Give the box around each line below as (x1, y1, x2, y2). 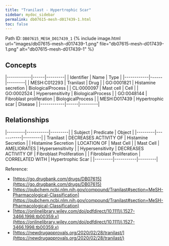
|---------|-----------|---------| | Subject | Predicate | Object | (5, 129, 134, 135)
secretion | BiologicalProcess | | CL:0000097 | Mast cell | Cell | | (5, 85, 139, 91)
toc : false (5, 21, 28, 27)
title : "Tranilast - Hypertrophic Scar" (5, 7, 92, 13)
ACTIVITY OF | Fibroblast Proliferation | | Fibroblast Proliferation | (5, 150, 141, 157)
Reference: (5, 166, 28, 172)
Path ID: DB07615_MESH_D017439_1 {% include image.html (5, 35, 121, 42)
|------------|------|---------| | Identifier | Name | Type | (5, 74, 122, 80)
